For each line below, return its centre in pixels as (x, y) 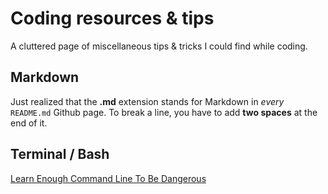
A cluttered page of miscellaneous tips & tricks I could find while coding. (159, 46)
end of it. (29, 123)
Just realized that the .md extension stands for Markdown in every (147, 101)
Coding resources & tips (112, 18)
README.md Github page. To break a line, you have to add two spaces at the (164, 112)
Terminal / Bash (60, 154)
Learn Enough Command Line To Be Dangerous (108, 178)
